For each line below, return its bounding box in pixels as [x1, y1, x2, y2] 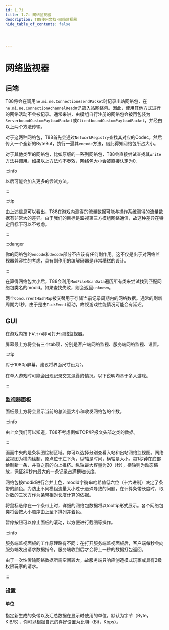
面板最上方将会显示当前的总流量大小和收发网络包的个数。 [5, 408, 124, 414]
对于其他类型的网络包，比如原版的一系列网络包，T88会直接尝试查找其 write [5, 151, 162, 157]
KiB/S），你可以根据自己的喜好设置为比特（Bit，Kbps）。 [5, 619, 121, 625]
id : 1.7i [5, 7, 24, 13]
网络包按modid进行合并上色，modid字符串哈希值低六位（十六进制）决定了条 [5, 479, 163, 485]
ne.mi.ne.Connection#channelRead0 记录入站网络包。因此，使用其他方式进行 [5, 104, 161, 111]
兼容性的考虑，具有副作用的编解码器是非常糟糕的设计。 [14, 258, 129, 264]
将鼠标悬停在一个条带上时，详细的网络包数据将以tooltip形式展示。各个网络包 [5, 503, 164, 509]
